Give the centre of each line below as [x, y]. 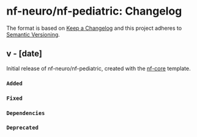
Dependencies [26, 113]
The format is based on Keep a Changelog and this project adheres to [94, 28]
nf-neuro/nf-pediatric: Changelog [94, 11]
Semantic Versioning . [33, 34]
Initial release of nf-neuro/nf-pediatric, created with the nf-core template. [98, 68]
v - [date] [24, 54]
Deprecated [22, 128]
